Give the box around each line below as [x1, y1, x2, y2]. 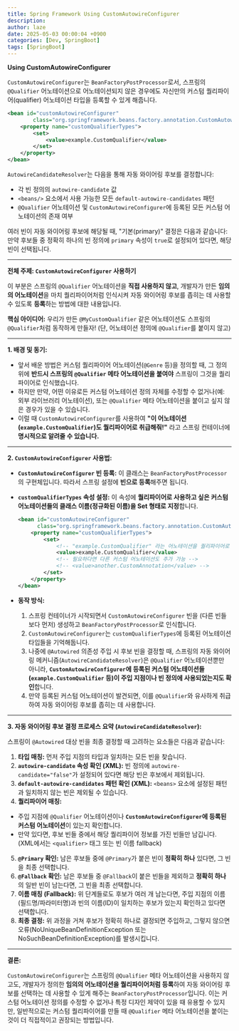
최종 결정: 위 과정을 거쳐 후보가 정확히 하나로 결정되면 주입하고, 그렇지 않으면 [17, 916, 230, 925]
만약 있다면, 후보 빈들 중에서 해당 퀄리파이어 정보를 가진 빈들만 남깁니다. [17, 829, 217, 838]
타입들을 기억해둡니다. [28, 638, 90, 646]
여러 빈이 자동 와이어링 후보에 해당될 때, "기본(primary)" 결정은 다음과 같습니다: [7, 227, 228, 235]
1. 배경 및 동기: [7, 346, 48, 353]
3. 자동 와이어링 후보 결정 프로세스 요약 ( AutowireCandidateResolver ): [7, 722, 202, 730]
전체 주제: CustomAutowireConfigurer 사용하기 [7, 266, 137, 275]
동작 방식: [17, 596, 45, 604]
